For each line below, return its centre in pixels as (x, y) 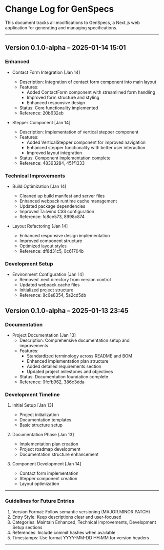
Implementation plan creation (49, 444)
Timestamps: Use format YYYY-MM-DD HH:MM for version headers (81, 538)
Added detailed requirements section (64, 366)
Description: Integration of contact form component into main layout (88, 82)
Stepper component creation (48, 479)
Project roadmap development (50, 449)
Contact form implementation (49, 473)
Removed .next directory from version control (65, 280)
